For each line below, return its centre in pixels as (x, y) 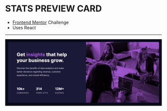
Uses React (24, 27)
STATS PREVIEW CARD (53, 9)
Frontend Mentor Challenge (41, 22)
